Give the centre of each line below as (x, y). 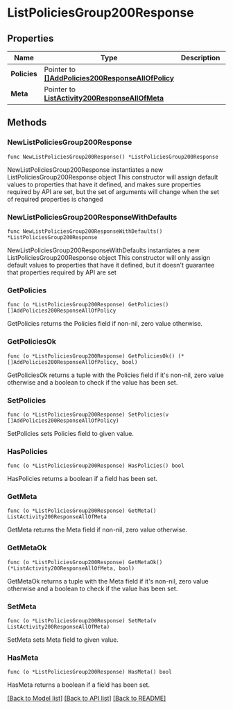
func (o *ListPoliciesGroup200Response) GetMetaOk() (85, 562)
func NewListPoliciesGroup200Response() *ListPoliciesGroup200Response (113, 157)
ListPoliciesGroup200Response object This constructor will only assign (109, 257)
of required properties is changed (55, 199)
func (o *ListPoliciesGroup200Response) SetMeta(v (82, 621)
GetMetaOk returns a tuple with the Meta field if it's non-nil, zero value (108, 581)
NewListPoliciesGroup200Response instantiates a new (85, 169)
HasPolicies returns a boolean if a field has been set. (83, 479)
